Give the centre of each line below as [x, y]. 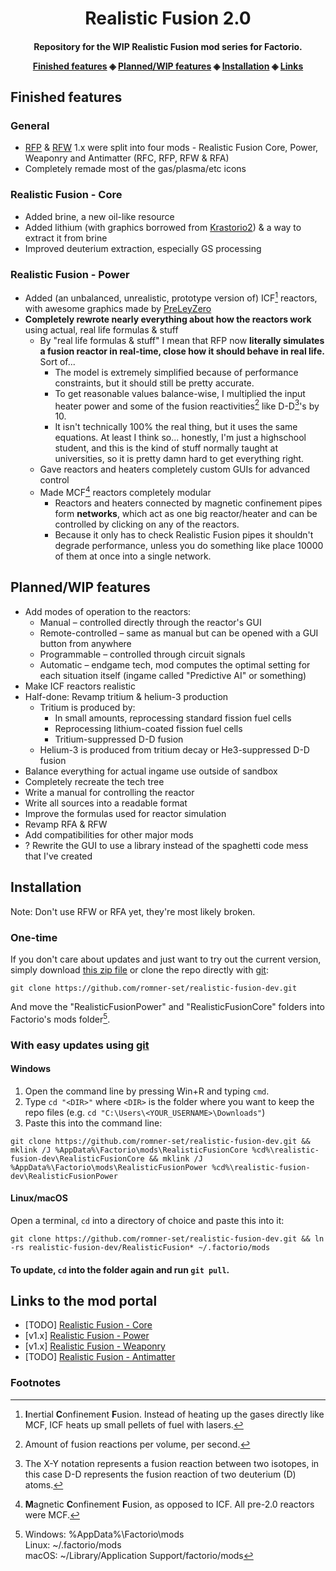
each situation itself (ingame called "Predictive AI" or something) [173, 675]
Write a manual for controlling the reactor [109, 792]
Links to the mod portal [84, 1300]
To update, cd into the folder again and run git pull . [120, 1269]
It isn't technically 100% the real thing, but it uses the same [176, 427]
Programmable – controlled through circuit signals [142, 654]
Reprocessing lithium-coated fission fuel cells [148, 728]
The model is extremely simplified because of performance [176, 372]
